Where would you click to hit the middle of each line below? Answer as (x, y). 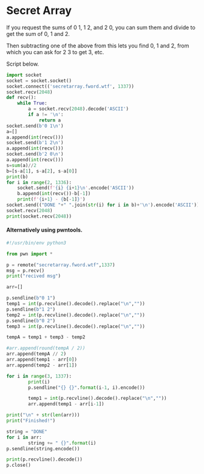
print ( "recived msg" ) (34, 276)
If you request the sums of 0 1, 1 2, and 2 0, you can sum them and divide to (101, 27)
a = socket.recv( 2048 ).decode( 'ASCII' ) (79, 109)
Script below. (23, 64)
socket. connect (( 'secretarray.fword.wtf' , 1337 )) (70, 86)
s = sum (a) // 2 (21, 165)
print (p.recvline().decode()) (45, 459)
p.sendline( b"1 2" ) (31, 309)
